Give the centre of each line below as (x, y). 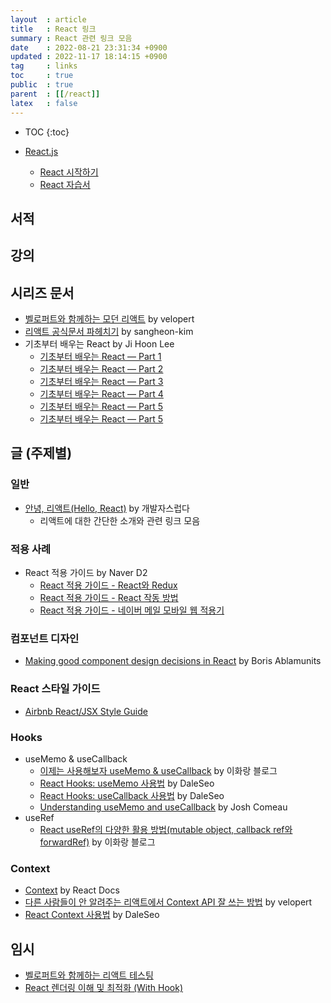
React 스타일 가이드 (55, 689)
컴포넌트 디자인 (45, 638)
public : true (42, 85)
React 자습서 (65, 184)
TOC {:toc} (47, 132)
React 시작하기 (69, 172)
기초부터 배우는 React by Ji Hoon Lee (99, 344)
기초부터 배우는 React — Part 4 (101, 394)
